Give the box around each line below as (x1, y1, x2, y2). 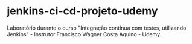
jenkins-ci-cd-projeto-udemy (7, 4, 158, 18)
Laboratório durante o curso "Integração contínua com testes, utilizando (7, 24, 187, 31)
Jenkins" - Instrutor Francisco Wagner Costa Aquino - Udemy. (7, 30, 162, 37)
